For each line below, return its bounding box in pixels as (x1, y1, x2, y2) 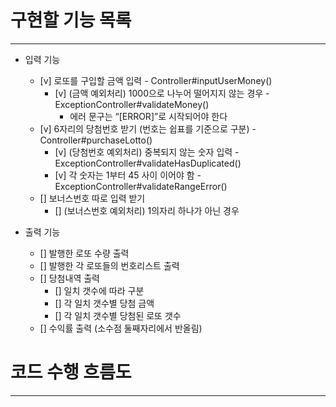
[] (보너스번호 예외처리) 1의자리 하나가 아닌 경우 (54, 204, 240, 216)
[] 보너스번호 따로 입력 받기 (39, 192, 146, 204)
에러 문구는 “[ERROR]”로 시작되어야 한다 (69, 110, 228, 122)
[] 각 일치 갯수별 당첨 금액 (54, 297, 155, 309)
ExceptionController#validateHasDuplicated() (54, 157, 242, 169)
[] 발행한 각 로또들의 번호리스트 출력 (39, 259, 180, 271)
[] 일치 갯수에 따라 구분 (54, 284, 145, 296)
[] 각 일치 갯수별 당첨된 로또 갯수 (54, 309, 182, 321)
